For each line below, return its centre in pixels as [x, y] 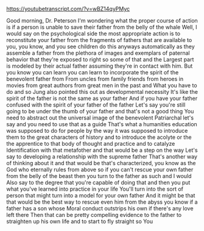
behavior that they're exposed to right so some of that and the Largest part [100, 59]
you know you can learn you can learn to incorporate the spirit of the [93, 72]
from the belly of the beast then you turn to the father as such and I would [99, 176]
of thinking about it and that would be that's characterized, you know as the [101, 163]
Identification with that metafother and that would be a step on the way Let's [102, 150]
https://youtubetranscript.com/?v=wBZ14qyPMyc [68, 9]
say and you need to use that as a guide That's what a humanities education [102, 124]
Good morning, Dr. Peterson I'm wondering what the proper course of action [102, 20]
